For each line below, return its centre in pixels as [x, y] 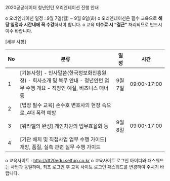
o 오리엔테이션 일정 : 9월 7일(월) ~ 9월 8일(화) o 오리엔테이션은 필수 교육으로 [81, 18]
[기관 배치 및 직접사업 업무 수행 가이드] [63, 139]
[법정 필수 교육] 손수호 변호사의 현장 [60, 105]
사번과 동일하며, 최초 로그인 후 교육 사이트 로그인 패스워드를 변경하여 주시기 [85, 167]
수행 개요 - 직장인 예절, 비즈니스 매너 [67, 88]
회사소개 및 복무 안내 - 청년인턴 [68, 80]
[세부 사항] [16, 42]
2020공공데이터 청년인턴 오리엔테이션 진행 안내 [52, 7]
